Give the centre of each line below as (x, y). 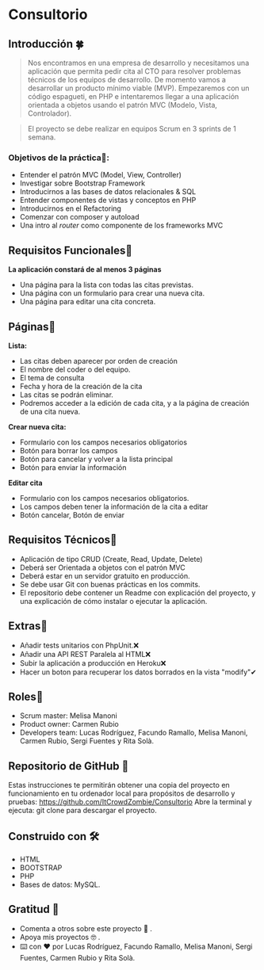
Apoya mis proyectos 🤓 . (60, 937)
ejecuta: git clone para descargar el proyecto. (82, 811)
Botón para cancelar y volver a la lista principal (96, 459)
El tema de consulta (52, 377)
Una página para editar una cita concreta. (88, 302)
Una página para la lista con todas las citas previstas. (107, 285)
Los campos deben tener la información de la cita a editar (114, 506)
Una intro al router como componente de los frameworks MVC (121, 225)
